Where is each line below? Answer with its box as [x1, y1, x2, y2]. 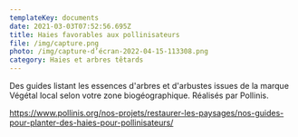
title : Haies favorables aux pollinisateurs [9, 30, 180, 39]
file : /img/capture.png [9, 38, 100, 48]
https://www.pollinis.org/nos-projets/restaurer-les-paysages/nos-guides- [9, 108, 284, 118]
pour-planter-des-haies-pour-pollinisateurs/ [9, 117, 174, 128]
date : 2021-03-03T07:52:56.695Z [9, 22, 131, 31]
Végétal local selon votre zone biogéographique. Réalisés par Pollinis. [9, 90, 269, 101]
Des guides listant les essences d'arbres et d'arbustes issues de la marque [9, 81, 290, 91]
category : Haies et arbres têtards [9, 55, 144, 64]
